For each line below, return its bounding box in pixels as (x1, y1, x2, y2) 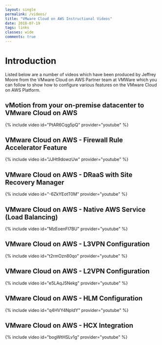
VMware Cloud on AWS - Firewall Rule (5, 136, 123, 144)
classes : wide (5, 30, 34, 35)
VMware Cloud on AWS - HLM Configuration (5, 294, 143, 303)
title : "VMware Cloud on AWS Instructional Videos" (5, 16, 112, 21)
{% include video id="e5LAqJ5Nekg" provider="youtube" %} (5, 280, 128, 286)
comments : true (5, 35, 36, 40)
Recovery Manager (5, 178, 64, 186)
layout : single (5, 7, 36, 12)
